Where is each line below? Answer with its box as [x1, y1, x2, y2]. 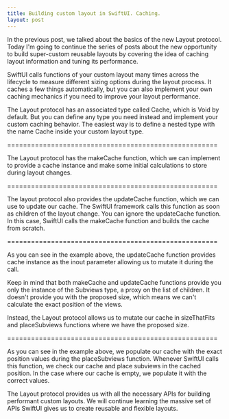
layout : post [7, 16, 45, 23]
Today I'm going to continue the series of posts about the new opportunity [7, 42, 217, 51]
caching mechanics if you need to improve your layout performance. [7, 92, 201, 100]
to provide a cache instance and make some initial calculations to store [7, 161, 208, 169]
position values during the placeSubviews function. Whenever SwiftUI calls [7, 354, 219, 363]
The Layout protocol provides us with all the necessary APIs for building [7, 390, 210, 398]
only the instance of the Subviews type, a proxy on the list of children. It [7, 285, 210, 294]
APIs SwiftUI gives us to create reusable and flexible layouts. [7, 404, 178, 412]
